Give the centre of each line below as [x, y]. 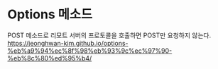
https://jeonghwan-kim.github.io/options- [68, 43]
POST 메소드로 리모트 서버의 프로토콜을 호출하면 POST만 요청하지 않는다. [109, 35]
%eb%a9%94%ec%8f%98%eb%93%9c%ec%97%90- [90, 51]
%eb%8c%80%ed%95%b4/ [50, 58]
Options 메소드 [50, 14]
